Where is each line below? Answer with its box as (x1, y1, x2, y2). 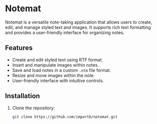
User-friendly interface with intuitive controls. (12, 77, 104, 83)
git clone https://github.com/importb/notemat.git (12, 114, 118, 119)
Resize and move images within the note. (12, 72, 95, 78)
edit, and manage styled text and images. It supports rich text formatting (5, 24, 151, 30)
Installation (5, 92, 40, 100)
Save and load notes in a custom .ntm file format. (12, 67, 111, 73)
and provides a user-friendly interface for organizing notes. (5, 29, 125, 35)
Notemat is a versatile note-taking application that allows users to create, (5, 19, 153, 25)
